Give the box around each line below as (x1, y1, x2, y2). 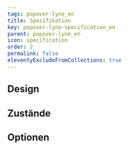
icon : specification (7, 37, 69, 44)
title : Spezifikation (7, 17, 72, 24)
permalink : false (7, 50, 59, 58)
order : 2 (7, 43, 33, 50)
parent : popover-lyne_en (7, 30, 81, 38)
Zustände (7, 107, 51, 119)
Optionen (7, 131, 50, 143)
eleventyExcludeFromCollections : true (7, 57, 122, 64)
